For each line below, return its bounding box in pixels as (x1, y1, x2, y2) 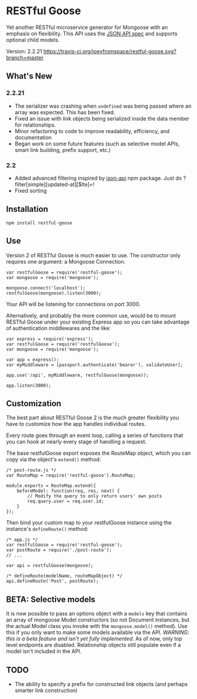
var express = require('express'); (6, 336, 94, 342)
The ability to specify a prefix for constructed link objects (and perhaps (14, 680, 188, 687)
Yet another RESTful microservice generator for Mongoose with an (6, 24, 168, 31)
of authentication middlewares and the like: (6, 324, 111, 332)
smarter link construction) (14, 687, 78, 694)
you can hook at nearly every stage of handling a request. (6, 438, 147, 445)
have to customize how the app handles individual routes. (6, 420, 146, 428)
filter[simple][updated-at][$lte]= (14, 180, 93, 187)
